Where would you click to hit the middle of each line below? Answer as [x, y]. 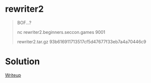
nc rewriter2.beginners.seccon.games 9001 [61, 32]
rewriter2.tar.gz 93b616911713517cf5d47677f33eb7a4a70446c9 [82, 41]
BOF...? [24, 23]
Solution [23, 62]
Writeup [13, 75]
